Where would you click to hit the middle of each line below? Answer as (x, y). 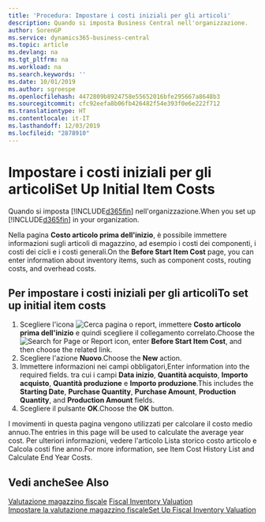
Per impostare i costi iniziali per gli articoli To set (128, 293)
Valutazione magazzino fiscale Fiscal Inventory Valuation (101, 501)
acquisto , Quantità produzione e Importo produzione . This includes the (136, 384)
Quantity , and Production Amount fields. (87, 400)
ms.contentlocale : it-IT (49, 119)
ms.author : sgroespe (42, 89)
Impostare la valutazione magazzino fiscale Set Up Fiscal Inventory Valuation (132, 510)
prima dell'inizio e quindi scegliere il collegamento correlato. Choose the (137, 333)
